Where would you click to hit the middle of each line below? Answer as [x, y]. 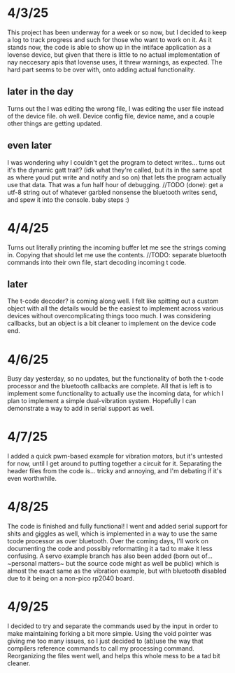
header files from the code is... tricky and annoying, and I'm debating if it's [115, 471]
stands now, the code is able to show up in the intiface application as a [109, 47]
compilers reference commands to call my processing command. [101, 648]
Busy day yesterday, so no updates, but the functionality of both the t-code [115, 379]
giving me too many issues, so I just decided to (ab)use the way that [106, 641]
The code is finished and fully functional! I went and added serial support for [117, 526]
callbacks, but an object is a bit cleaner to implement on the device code [112, 323]
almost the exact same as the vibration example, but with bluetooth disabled [117, 571]
